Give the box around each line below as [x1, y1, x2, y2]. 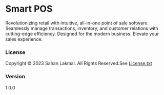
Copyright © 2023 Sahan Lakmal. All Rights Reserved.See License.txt [5, 60, 152, 67]
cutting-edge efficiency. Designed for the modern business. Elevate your [5, 30, 159, 37]
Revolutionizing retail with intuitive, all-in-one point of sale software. [5, 20, 149, 26]
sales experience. [5, 36, 43, 42]
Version [5, 73, 26, 80]
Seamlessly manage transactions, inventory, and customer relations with [5, 25, 159, 31]
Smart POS [5, 3, 53, 15]
